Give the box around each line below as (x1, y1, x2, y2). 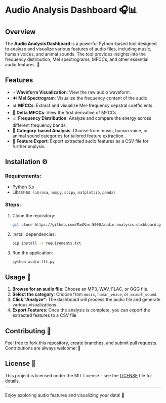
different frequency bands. (12, 122, 67, 128)
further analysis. (12, 143, 46, 149)
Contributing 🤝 (5, 327, 51, 335)
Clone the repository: (12, 212, 56, 218)
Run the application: (12, 250, 53, 255)
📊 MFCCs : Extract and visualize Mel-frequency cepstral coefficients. (12, 102, 154, 108)
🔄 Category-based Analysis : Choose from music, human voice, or (12, 127, 148, 133)
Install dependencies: (12, 231, 56, 237)
